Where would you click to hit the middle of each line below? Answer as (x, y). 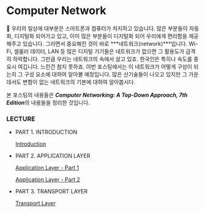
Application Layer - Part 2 (48, 180)
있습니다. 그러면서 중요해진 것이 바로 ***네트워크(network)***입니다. (105, 43)
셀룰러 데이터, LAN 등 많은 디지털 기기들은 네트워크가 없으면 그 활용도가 (99, 51)
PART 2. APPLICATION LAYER (53, 156)
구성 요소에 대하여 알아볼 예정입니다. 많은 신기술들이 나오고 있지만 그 (106, 74)
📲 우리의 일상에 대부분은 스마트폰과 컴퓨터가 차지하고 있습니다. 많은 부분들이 (97, 28)
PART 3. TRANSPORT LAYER (51, 192)
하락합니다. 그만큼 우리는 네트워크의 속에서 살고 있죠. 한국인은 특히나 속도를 (102, 59)
